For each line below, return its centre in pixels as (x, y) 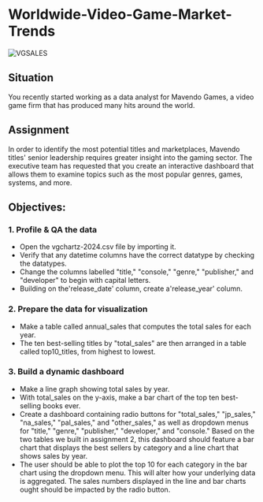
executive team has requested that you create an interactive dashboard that (131, 165)
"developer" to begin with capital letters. (85, 281)
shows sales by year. (54, 456)
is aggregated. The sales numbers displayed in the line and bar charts (133, 481)
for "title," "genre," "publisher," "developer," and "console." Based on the (137, 430)
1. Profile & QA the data (53, 229)
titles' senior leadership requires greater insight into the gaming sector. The (130, 157)
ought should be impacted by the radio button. (95, 489)
